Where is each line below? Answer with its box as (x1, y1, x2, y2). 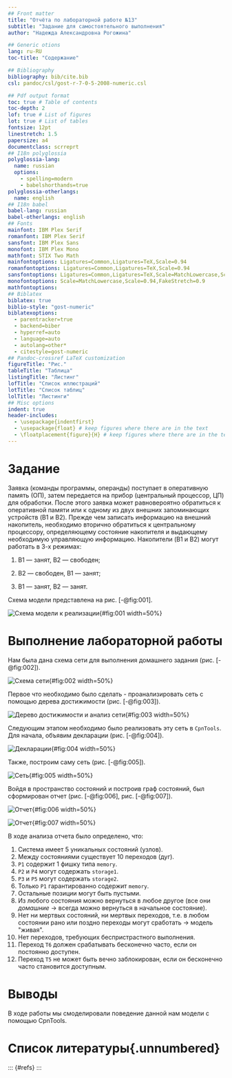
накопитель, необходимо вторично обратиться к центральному (8, 520, 196, 529)
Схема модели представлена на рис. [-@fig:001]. (8, 595, 153, 604)
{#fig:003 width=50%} (125, 710, 190, 719)
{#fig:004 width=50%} (51, 744, 116, 752)
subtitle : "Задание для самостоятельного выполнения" (8, 23, 166, 30)
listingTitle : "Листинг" (8, 374, 79, 381)
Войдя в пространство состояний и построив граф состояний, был (8, 784, 205, 792)
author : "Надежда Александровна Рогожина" (8, 29, 131, 36)
